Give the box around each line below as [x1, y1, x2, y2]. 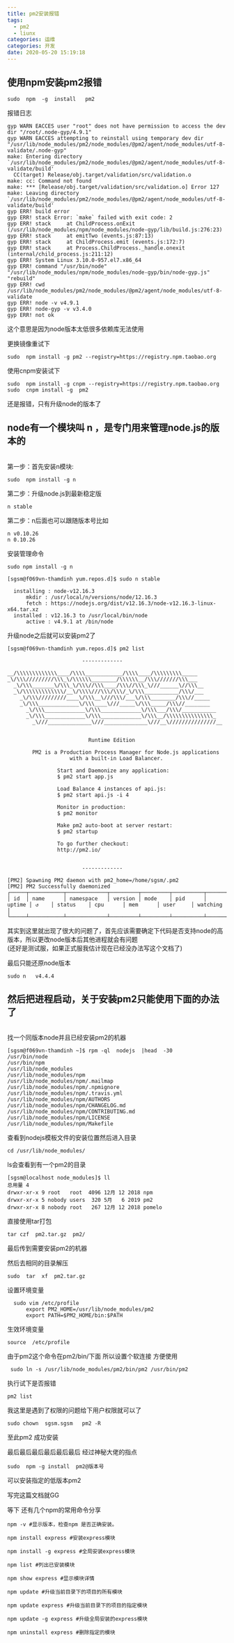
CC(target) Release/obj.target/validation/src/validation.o [13, 171, 192, 178]
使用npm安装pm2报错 [7, 77, 102, 88]
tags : [7, 17, 23, 24]
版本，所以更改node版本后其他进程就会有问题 [7, 935, 138, 943]
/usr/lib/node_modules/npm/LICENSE [7, 1114, 111, 1122]
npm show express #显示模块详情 [7, 1575, 95, 1582]
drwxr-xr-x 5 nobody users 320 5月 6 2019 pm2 [7, 1196, 153, 1204]
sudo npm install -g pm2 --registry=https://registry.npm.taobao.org [7, 353, 217, 360]
